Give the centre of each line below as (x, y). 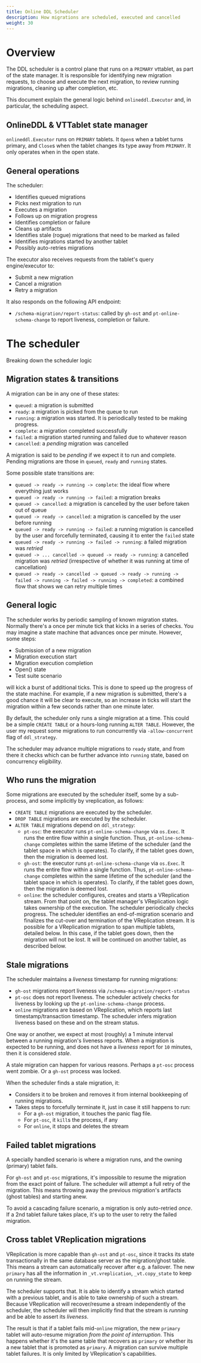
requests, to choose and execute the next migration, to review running (93, 82)
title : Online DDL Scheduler (42, 12)
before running (33, 523)
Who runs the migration (51, 780)
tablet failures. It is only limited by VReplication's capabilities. (81, 1353)
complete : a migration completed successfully (71, 430)
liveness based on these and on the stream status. (77, 1023)
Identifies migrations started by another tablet (71, 241)
